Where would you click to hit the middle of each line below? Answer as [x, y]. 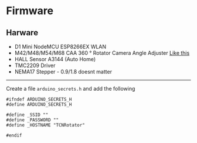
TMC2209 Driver [35, 65]
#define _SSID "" [27, 115]
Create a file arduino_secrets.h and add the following [71, 89]
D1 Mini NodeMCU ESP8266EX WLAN [60, 46]
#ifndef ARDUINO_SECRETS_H [39, 99]
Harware [22, 33]
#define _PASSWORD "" [33, 120]
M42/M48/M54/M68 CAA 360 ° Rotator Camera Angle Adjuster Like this [102, 53]
